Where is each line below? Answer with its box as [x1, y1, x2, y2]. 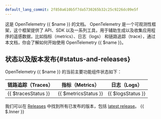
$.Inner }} [5, 109, 24, 115]
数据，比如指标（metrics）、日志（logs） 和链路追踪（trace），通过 [21, 33, 156, 39]
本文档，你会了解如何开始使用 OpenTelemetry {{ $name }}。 [5, 40, 126, 45]
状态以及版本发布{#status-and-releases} [5, 55, 131, 63]
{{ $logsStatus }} [108, 90, 146, 97]
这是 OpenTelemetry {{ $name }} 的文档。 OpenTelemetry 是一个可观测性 [5, 21, 152, 27]
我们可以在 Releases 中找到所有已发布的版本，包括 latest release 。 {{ [5, 103, 144, 109]
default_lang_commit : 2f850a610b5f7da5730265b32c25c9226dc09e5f [5, 7, 139, 12]
